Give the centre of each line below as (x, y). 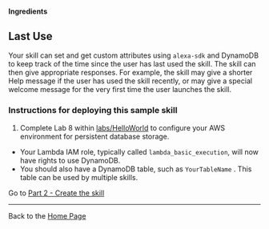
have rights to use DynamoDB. (70, 160)
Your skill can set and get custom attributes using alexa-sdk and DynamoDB (133, 55)
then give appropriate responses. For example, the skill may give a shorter (130, 73)
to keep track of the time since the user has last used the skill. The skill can (132, 64)
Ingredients (28, 11)
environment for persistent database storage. (94, 136)
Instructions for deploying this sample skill (93, 110)
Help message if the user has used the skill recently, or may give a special (130, 81)
